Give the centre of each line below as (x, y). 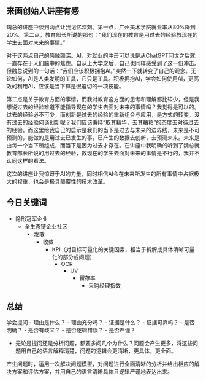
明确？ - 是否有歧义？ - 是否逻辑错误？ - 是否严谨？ (71, 330)
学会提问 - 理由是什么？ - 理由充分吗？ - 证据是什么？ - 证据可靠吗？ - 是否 (101, 323)
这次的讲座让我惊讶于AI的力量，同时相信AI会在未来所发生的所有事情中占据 (100, 173)
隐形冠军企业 (31, 218)
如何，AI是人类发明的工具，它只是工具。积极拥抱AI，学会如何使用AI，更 (103, 78)
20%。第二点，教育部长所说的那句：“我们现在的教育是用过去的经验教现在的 (102, 34)
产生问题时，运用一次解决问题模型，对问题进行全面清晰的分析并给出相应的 (100, 364)
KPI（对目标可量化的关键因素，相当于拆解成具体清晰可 (121, 249)
